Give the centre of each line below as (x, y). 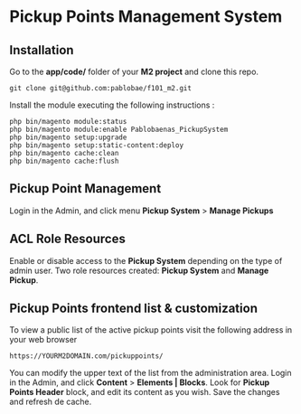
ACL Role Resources (68, 239)
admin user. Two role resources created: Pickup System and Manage (139, 270)
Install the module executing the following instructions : (112, 105)
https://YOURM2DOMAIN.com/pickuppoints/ (87, 356)
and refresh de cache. (51, 402)
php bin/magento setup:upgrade (68, 137)
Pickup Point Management (85, 188)
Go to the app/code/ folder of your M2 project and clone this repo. (134, 71)
